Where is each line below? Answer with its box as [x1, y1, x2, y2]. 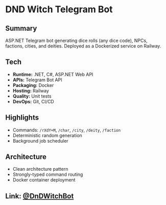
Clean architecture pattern [12, 166, 68, 172]
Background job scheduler [12, 138, 69, 144]
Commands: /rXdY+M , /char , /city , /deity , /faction [12, 127, 121, 133]
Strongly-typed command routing [12, 171, 83, 177]
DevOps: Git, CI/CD [12, 98, 55, 104]
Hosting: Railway [12, 87, 50, 94]
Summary [5, 24, 37, 33]
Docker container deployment [12, 177, 76, 183]
